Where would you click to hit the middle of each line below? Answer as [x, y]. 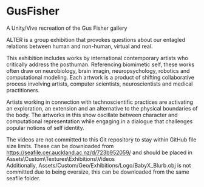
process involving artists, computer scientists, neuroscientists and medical [100, 84]
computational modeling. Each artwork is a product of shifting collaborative [100, 77]
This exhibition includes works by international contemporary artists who [97, 58]
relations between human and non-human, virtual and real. [80, 46]
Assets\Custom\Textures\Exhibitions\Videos [61, 158]
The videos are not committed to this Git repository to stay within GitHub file [101, 139]
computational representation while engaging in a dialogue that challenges [100, 121]
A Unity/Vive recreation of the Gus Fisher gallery [67, 28]
